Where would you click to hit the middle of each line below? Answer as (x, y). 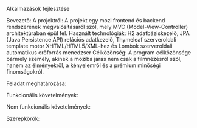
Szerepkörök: (23, 118)
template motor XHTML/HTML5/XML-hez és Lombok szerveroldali (89, 46)
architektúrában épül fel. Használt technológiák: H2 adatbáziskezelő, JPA (98, 33)
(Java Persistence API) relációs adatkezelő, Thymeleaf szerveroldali (91, 40)
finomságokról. (25, 72)
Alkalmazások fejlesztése (38, 9)
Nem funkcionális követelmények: (49, 107)
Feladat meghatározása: (36, 83)
